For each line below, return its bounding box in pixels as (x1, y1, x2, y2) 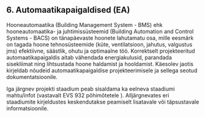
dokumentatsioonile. (6, 73, 58, 80)
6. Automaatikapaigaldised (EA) (6, 5, 130, 15)
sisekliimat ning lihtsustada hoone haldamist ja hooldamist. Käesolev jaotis (6, 60, 194, 67)
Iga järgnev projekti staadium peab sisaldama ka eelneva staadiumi (6, 85, 176, 92)
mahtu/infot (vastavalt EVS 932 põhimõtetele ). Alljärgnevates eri (6, 91, 170, 99)
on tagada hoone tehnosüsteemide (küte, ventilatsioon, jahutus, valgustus (6, 40, 193, 48)
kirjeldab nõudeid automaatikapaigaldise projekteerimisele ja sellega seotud (6, 67, 198, 74)
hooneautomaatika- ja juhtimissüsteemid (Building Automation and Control (6, 28, 194, 35)
